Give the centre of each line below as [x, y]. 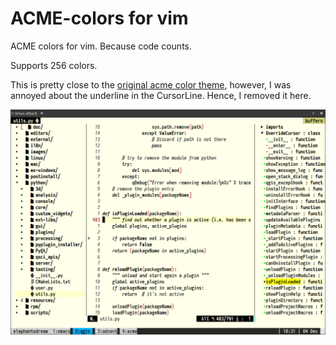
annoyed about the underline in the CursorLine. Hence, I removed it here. [161, 95]
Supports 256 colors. [54, 65]
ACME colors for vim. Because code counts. [101, 46]
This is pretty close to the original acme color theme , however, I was [151, 84]
